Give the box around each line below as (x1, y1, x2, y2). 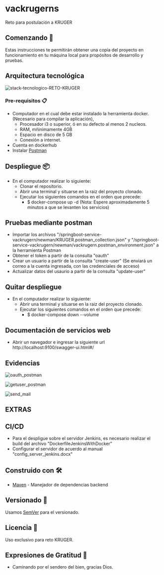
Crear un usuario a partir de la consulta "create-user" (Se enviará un (12, 258, 153, 264)
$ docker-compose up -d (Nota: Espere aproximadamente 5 (27, 199, 150, 205)
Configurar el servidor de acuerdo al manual (12, 446, 103, 452)
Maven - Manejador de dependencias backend (12, 481, 108, 487)
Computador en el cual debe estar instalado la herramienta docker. (12, 110, 149, 116)
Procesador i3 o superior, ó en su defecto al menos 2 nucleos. (19, 121, 147, 127)
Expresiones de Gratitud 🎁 (5, 551, 88, 559)
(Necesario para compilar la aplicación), (12, 116, 94, 122)
